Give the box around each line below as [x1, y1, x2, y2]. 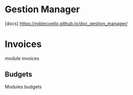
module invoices [5, 55, 39, 61]
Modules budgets [5, 83, 42, 90]
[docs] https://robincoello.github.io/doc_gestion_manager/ [5, 20, 128, 27]
